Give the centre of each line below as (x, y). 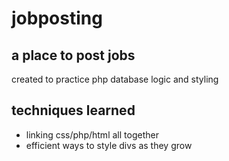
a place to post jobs (73, 55)
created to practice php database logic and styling (115, 79)
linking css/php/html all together (92, 134)
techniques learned (73, 110)
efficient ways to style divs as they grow (109, 145)
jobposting (57, 18)
